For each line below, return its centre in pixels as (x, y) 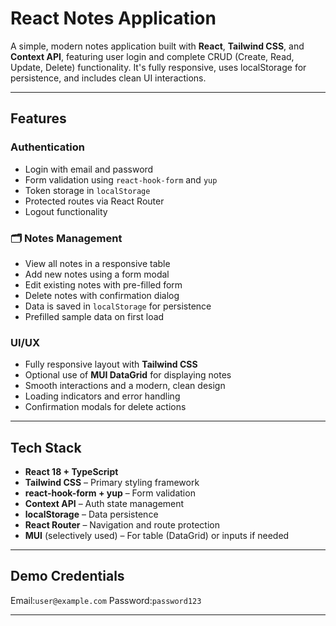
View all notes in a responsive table (97, 263)
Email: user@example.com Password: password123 (106, 600)
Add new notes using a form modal (97, 274)
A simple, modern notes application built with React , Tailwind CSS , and (157, 46)
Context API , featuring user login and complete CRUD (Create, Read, (152, 56)
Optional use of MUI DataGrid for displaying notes (128, 375)
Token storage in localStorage (87, 190)
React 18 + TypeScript (71, 472)
